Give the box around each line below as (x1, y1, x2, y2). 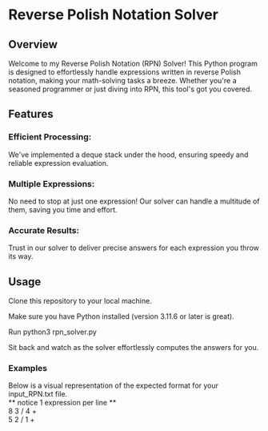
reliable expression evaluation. (8, 158, 109, 167)
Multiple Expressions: (8, 178, 95, 189)
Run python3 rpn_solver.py (8, 327, 98, 337)
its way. (8, 252, 34, 261)
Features (8, 107, 54, 121)
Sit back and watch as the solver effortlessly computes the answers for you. (8, 343, 259, 352)
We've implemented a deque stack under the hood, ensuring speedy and (8, 150, 249, 159)
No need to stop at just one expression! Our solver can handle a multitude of (8, 196, 260, 206)
